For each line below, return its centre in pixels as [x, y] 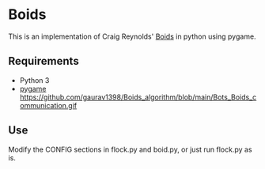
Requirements [44, 61]
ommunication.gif [48, 105]
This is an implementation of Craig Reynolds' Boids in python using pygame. [132, 36]
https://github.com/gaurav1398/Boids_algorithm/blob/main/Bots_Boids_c [138, 97]
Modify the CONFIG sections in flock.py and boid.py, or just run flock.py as [130, 149]
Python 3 [34, 80]
